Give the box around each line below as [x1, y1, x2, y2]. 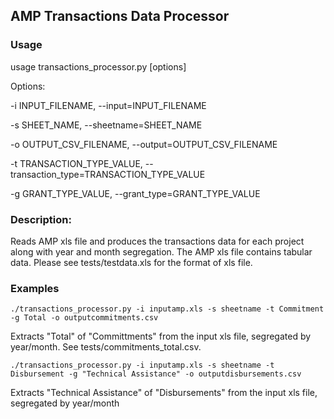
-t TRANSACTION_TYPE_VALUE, [10, 157, 143, 169]
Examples [10, 281, 60, 295]
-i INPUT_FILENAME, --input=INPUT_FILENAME [10, 99, 207, 111]
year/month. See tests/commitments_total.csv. [10, 341, 202, 353]
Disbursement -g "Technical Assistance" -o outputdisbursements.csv [10, 369, 302, 379]
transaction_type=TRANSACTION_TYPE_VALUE [10, 168, 206, 180]
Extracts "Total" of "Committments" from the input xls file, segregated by [10, 330, 312, 343]
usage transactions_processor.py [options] [10, 60, 187, 73]
